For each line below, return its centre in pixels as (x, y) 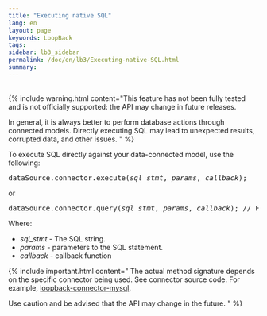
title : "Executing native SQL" (60, 15)
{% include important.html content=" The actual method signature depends (132, 271)
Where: (20, 223)
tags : (17, 45)
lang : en (23, 23)
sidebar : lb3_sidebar (44, 52)
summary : (23, 67)
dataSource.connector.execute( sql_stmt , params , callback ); (128, 178)
